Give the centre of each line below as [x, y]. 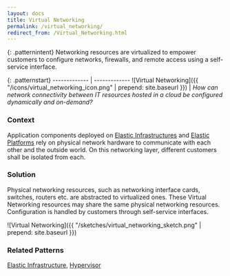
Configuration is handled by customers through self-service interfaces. [108, 211]
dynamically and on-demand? [50, 102]
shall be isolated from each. [46, 157]
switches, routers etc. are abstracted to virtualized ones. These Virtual [107, 197]
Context [21, 120]
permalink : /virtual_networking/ [55, 26]
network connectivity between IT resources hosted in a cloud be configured [115, 95]
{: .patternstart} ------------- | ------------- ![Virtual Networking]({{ [103, 81]
